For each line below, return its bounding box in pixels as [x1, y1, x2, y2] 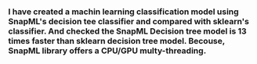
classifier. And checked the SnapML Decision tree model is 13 [8, 26, 247, 37]
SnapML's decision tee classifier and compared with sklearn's [8, 16, 249, 27]
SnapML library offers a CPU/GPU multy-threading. [8, 45, 207, 56]
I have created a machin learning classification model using [8, 6, 239, 17]
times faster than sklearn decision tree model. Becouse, [8, 35, 226, 46]
